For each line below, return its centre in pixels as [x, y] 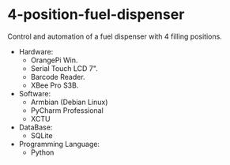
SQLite [41, 135]
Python [42, 152]
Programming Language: [59, 144]
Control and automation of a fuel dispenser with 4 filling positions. [115, 36]
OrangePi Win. [54, 60]
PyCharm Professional [67, 110]
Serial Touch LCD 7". [64, 68]
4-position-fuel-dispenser [96, 15]
